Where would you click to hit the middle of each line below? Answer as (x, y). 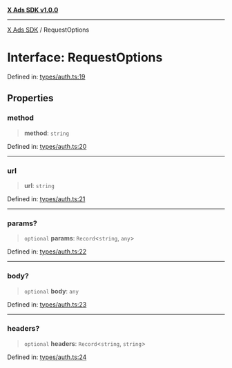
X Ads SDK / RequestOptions (48, 30)
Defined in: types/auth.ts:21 (46, 198)
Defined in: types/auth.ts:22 (47, 252)
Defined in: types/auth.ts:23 (47, 304)
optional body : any (51, 291)
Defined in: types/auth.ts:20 (47, 146)
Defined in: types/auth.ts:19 (46, 76)
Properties (30, 98)
